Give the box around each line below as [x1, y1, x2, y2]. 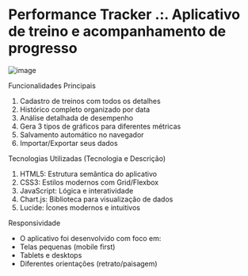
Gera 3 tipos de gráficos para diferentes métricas [19, 121, 181, 131]
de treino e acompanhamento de [8, 22, 227, 40]
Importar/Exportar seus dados [19, 138, 118, 148]
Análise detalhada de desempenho [19, 113, 133, 122]
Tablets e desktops [19, 250, 82, 259]
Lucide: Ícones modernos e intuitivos [19, 202, 141, 212]
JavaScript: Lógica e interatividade [19, 186, 134, 195]
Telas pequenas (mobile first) [19, 242, 116, 251]
